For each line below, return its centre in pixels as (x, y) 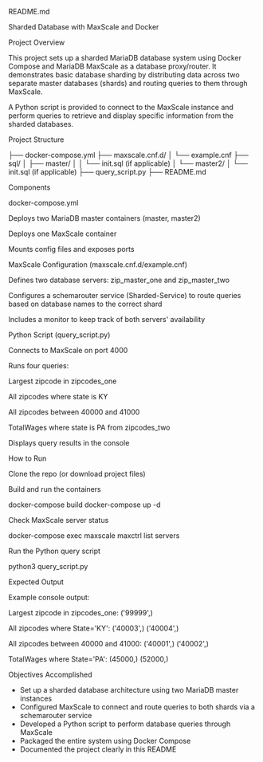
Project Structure (36, 139)
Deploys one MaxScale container (63, 234)
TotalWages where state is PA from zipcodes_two (89, 427)
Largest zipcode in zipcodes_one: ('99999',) (81, 613)
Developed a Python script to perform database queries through (125, 724)
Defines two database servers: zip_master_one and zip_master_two (119, 280)
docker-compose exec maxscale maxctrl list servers (94, 536)
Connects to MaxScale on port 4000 (68, 350)
